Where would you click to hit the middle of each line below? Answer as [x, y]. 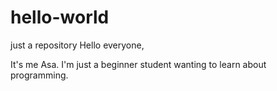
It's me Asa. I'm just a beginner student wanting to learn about [138, 64]
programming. [39, 75]
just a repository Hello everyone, [77, 45]
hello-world [60, 17]
